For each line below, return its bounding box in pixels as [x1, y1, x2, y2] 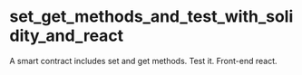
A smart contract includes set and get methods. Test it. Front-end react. [9, 55, 278, 66]
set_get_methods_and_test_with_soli [9, 6, 294, 27]
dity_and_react [9, 25, 124, 46]
